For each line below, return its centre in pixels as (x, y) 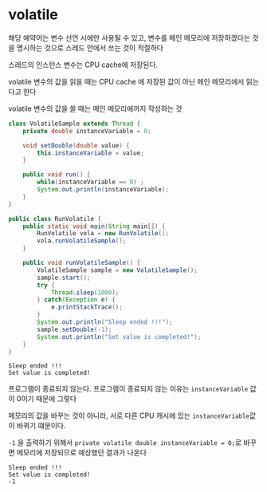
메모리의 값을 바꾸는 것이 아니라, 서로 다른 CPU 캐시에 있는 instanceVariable (129, 415)
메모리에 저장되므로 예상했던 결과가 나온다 (82, 453)
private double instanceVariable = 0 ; (87, 131)
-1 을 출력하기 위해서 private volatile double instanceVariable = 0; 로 (125, 443)
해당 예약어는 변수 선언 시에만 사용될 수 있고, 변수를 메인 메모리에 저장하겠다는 (130, 37)
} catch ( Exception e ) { (76, 300)
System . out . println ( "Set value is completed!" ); (119, 337)
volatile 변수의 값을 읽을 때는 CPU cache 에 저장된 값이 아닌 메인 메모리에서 (126, 81)
